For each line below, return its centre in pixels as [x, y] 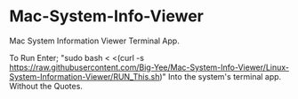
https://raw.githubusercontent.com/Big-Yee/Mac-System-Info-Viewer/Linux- [149, 67]
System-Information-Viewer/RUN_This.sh [85, 76]
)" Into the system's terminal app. [221, 76]
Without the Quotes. [46, 86]
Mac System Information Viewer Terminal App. [94, 41]
